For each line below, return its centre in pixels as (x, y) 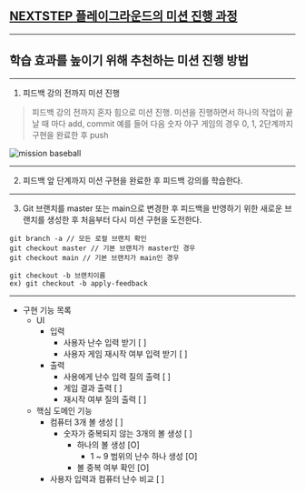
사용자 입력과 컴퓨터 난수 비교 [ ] (107, 478)
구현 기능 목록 (47, 310)
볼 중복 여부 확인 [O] (113, 468)
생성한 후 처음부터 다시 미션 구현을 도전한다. (124, 219)
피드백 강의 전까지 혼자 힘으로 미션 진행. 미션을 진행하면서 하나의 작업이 (157, 112)
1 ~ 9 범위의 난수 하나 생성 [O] (144, 456)
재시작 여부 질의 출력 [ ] (105, 399)
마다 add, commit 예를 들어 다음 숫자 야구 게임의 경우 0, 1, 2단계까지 (172, 123)
